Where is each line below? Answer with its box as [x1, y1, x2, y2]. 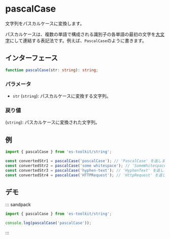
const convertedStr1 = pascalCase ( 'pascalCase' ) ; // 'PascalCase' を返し [5, 158, 162, 164]
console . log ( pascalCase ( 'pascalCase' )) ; [5, 221, 92, 226]
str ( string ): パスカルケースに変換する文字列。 [12, 93, 111, 99]
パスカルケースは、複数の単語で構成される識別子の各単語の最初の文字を [5, 31, 156, 37]
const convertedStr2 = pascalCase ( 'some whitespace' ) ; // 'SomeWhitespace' [5, 163, 168, 168]
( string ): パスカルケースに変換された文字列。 [5, 119, 100, 126]
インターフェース [5, 54, 58, 62]
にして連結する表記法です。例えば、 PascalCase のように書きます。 [10, 37, 147, 44]
